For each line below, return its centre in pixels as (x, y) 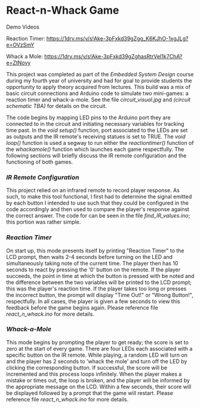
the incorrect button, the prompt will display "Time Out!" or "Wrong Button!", (100, 295)
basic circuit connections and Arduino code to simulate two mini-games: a (98, 93)
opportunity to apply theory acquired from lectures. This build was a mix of (99, 86)
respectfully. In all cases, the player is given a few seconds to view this (93, 301)
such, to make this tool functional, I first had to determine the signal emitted (99, 197)
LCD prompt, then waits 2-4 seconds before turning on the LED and (90, 256)
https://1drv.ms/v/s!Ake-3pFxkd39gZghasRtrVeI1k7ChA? (113, 56)
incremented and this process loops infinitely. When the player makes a (94, 374)
